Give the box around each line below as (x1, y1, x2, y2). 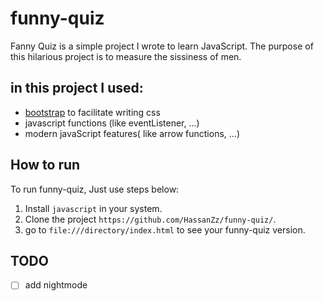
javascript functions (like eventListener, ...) (24, 117, 200, 129)
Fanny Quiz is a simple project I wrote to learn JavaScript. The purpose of (10, 40, 314, 52)
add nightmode (24, 279, 88, 291)
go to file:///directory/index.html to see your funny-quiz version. (24, 223, 306, 236)
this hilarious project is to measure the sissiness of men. (10, 50, 242, 62)
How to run (10, 157, 81, 174)
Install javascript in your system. (24, 202, 163, 214)
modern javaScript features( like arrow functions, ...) (24, 127, 240, 139)
